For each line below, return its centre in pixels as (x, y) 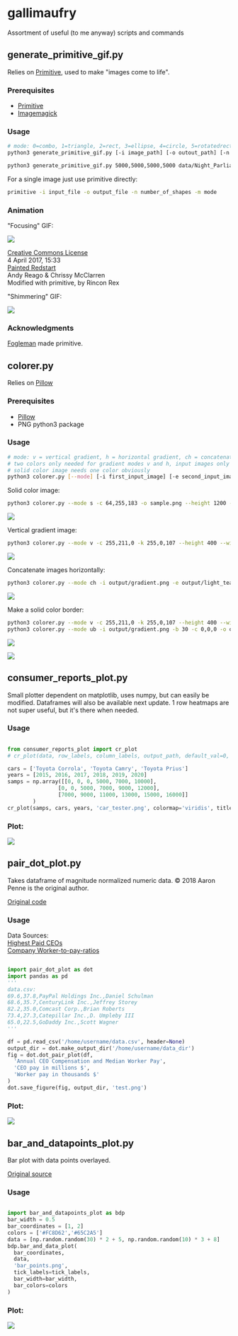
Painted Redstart (32, 268)
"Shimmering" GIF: (35, 297)
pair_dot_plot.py (44, 863)
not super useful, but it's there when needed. (73, 710)
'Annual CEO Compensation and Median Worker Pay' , (90, 1061)
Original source (30, 1174)
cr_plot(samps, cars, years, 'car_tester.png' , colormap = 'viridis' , (110, 808)
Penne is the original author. (48, 888)
